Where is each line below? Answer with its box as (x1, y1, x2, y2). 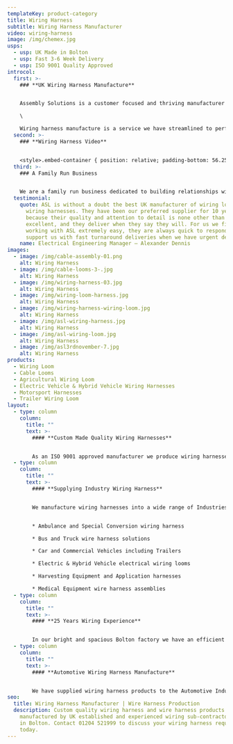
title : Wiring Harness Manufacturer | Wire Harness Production (13, 700, 200, 707)
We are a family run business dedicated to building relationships (19, 189, 218, 196)
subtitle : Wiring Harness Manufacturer (7, 23, 123, 30)
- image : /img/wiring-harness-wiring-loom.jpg (13, 305, 150, 312)
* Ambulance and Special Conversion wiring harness (32, 523, 185, 530)
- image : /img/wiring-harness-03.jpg (13, 279, 123, 286)
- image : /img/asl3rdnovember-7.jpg (13, 344, 119, 351)
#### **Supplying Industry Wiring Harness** (32, 485, 163, 492)
